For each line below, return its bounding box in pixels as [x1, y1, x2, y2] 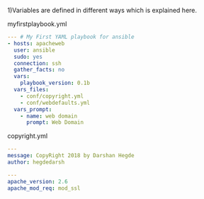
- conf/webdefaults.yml [20, 99, 91, 106]
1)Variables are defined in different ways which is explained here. [7, 6, 197, 14]
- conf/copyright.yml [20, 92, 84, 100]
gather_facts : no [13, 67, 65, 74]
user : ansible [13, 46, 55, 54]
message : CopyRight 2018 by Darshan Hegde [7, 152, 135, 159]
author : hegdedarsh [7, 159, 65, 166]
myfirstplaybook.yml [7, 20, 67, 28]
